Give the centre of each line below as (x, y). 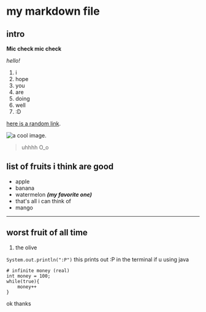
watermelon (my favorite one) (53, 194)
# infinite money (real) (38, 271)
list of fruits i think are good (60, 167)
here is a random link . (34, 123)
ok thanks (19, 303)
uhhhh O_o (35, 147)
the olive (26, 248)
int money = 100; (29, 276)
